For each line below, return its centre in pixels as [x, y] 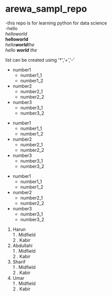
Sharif [19, 262]
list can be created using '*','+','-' [40, 60]
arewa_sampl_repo [46, 9]
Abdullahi [23, 246]
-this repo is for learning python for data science [56, 23]
